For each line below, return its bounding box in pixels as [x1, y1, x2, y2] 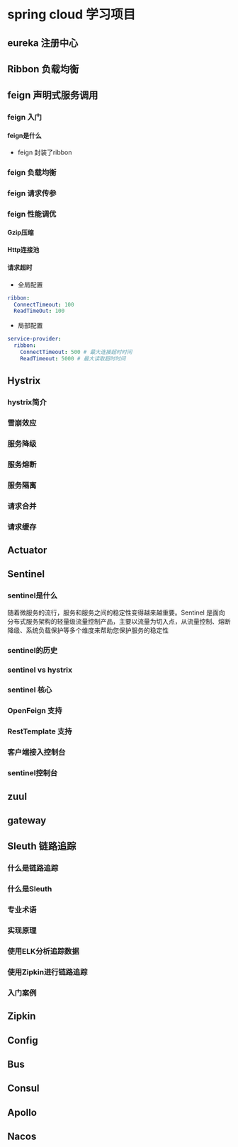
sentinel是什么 [7, 590, 58, 600]
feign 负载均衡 [7, 168, 57, 178]
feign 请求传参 [7, 188, 57, 198]
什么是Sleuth [7, 884, 52, 894]
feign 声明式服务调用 [7, 89, 98, 101]
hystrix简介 [7, 397, 47, 407]
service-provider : [7, 336, 62, 343]
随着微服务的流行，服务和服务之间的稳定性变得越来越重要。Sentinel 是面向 [7, 608, 225, 617]
